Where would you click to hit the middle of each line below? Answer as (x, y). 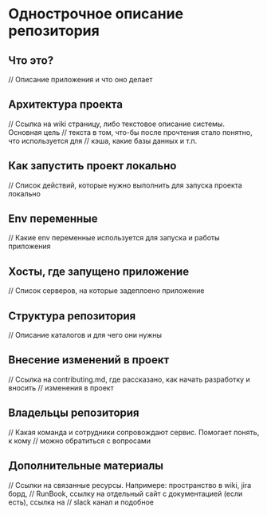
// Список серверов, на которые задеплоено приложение (106, 291)
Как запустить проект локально (92, 166)
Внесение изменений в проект (89, 360)
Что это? (31, 60)
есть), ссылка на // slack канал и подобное (81, 502)
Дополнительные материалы (86, 466)
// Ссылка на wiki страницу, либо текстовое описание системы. (117, 124)
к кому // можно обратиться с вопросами (80, 441)
